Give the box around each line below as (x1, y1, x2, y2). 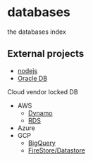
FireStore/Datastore (27, 146, 86, 155)
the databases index (7, 27, 67, 36)
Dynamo (27, 108, 53, 117)
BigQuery (27, 139, 56, 147)
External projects (7, 48, 85, 60)
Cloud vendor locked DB (7, 87, 79, 96)
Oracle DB (17, 74, 48, 82)
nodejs (17, 66, 37, 75)
